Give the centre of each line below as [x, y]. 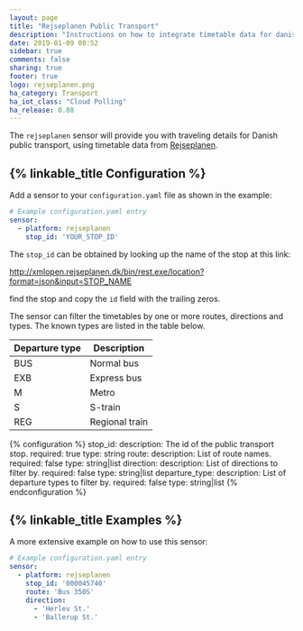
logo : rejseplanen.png [52, 85]
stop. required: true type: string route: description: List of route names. [141, 453]
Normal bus [115, 363]
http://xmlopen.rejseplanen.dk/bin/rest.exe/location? [107, 271]
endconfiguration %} [48, 491]
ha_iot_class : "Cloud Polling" [68, 101]
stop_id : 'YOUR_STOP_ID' [72, 237]
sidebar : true [36, 51]
